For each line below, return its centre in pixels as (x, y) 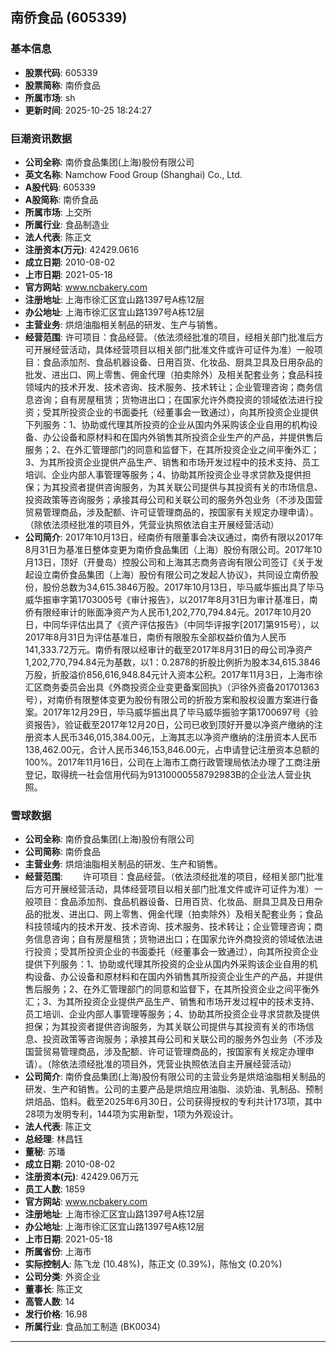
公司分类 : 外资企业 (62, 1277)
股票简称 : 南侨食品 (62, 85)
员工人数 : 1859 (55, 1189)
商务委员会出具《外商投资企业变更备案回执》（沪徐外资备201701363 (181, 687)
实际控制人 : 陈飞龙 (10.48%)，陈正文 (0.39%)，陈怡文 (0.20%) (153, 1264)
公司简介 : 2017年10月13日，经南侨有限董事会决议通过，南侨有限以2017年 (174, 537)
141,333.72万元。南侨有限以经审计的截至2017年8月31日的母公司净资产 (168, 649)
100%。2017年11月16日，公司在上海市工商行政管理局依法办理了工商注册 (172, 762)
